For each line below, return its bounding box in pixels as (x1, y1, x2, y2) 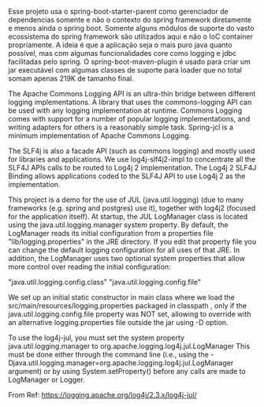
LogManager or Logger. (8, 375, 85, 384)
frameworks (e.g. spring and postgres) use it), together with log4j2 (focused (8, 203, 256, 212)
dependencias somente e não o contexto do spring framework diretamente (8, 15, 252, 24)
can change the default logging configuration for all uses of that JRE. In (8, 245, 240, 255)
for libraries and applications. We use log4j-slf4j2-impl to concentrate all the (8, 155, 256, 164)
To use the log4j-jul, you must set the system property (8, 333, 185, 342)
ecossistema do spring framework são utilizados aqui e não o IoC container (8, 32, 254, 41)
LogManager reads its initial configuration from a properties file (8, 229, 214, 237)
